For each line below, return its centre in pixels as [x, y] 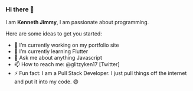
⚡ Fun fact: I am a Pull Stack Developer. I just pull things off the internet [100, 73]
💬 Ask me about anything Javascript [58, 58]
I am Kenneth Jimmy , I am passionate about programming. [77, 22]
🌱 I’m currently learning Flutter [51, 51]
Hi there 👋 [20, 9]
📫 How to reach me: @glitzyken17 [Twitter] [67, 64]
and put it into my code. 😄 [46, 82]
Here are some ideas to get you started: [54, 34]
